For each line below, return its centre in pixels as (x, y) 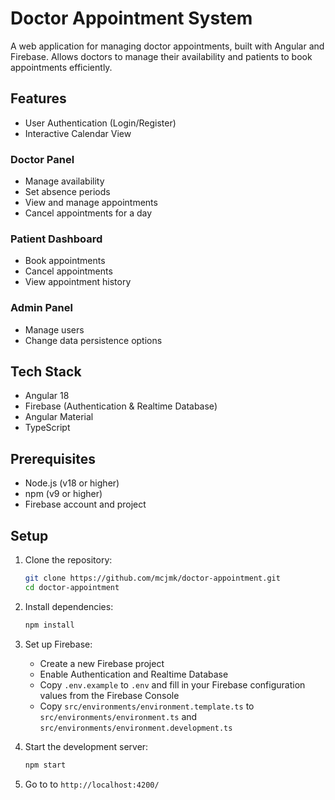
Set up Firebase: (58, 644)
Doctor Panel (42, 159)
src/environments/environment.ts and (118, 716)
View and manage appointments (91, 203)
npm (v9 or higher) (63, 494)
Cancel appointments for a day (88, 213)
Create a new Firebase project (102, 663)
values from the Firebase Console (109, 695)
